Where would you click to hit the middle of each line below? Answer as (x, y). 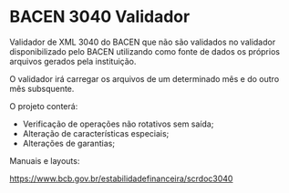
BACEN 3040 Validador (100, 17)
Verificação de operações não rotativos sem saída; (118, 124)
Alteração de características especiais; (96, 133)
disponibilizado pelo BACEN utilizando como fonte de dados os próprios (145, 51)
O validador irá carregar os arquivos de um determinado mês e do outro (144, 78)
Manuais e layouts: (45, 160)
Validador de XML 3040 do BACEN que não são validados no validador (143, 42)
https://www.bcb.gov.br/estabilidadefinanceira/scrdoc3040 (121, 178)
